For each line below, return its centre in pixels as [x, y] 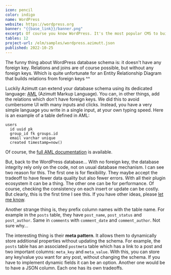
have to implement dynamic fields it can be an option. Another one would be [85, 262]
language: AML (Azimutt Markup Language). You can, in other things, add [82, 94]
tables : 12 [17, 39]
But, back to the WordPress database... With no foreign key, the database [82, 162]
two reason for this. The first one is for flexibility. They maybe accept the [81, 172]
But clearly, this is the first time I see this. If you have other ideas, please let [84, 194]
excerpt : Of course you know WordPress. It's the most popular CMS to [82, 34]
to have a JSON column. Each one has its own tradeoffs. [64, 268]
